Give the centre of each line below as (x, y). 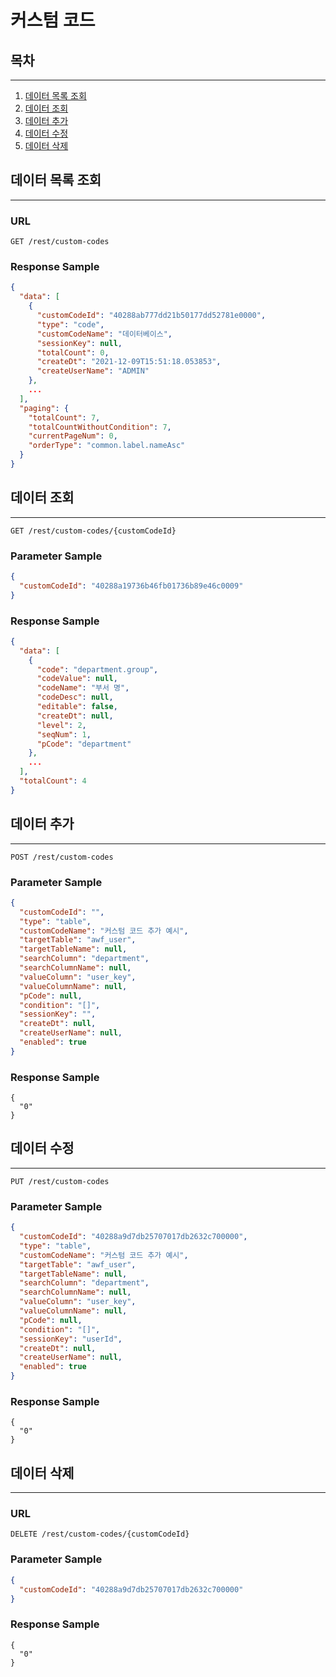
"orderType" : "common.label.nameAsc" (107, 446)
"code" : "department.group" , (97, 669)
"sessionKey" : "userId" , (71, 1339)
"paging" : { (44, 408)
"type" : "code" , (70, 324)
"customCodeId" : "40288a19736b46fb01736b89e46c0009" (131, 586)
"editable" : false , (77, 707)
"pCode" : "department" (84, 744)
